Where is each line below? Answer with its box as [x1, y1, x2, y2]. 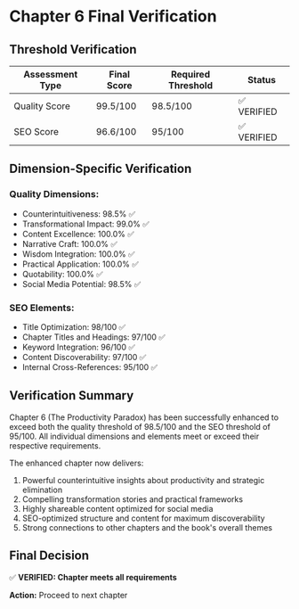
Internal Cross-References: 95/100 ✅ [21, 361, 158, 372]
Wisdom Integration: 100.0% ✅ [21, 248, 135, 259]
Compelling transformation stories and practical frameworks [21, 493, 243, 505]
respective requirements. [9, 440, 101, 451]
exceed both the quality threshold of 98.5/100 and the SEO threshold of [9, 421, 271, 432]
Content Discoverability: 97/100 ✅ [21, 351, 147, 362]
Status [247, 74, 276, 86]
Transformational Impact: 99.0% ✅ [21, 218, 149, 229]
